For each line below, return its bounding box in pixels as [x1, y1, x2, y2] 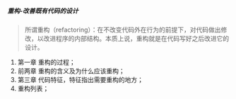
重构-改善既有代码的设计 [7, 6, 79, 15]
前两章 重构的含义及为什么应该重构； [17, 67, 125, 75]
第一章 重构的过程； [17, 58, 76, 66]
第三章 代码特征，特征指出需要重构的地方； [17, 75, 143, 84]
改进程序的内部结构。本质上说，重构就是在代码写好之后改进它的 [43, 34, 230, 42]
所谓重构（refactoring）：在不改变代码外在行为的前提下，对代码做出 [24, 25, 221, 34]
